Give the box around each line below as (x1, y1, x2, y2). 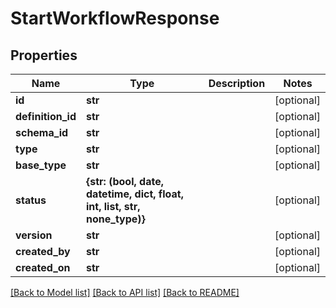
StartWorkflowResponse (10, 7, 220, 30)
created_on (15, 261, 71, 274)
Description (208, 77, 266, 90)
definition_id (15, 110, 77, 123)
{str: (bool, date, (86, 175, 164, 188)
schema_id (15, 126, 69, 139)
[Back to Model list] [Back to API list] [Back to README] (10, 287, 240, 298)
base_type (15, 158, 67, 172)
